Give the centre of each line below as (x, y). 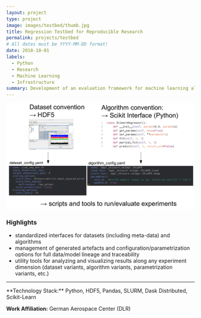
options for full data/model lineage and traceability (77, 255)
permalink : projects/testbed (42, 38)
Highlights (22, 223)
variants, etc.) (32, 274)
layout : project (26, 13)
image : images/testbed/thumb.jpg (48, 25)
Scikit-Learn (22, 297)
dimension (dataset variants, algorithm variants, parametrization (94, 267)
